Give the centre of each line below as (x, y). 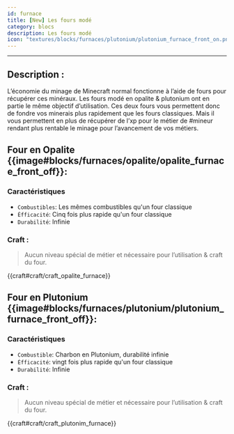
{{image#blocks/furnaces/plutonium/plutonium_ (116, 308)
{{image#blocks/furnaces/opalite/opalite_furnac (116, 161)
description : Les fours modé (49, 33)
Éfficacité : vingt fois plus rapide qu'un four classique (95, 362)
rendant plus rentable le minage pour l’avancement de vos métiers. (103, 128)
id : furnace (24, 14)
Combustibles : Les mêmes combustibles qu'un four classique (105, 207)
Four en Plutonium (48, 298)
